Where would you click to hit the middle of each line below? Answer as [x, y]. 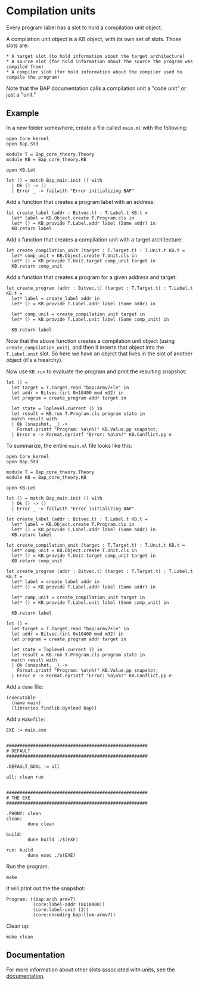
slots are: [18, 45]
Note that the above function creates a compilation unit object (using [91, 340]
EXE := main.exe [26, 730]
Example [23, 114]
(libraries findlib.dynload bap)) [54, 708]
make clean [20, 937]
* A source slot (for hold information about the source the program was [100, 61]
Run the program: [28, 866]
